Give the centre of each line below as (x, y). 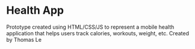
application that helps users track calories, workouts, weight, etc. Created (98, 33)
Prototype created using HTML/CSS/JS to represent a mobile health (90, 27)
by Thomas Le (24, 39)
